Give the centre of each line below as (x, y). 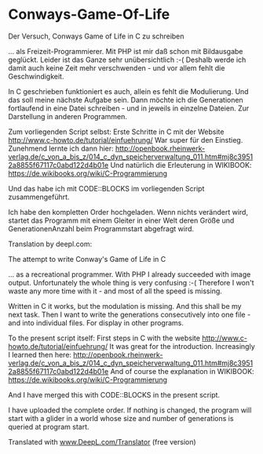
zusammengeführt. (39, 197)
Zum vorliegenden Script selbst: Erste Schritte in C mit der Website (116, 132)
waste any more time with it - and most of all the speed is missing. (115, 291)
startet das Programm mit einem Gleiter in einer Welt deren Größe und (121, 220)
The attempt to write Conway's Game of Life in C (87, 259)
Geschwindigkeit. (36, 76)
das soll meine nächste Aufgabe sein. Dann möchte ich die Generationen (126, 100)
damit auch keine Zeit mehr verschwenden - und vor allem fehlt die (117, 67)
